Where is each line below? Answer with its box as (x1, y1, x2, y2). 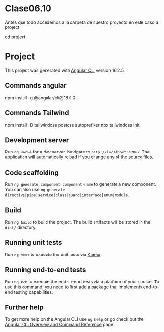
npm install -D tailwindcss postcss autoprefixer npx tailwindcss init (5, 122, 140, 128)
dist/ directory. (5, 224, 37, 230)
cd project (5, 34, 26, 40)
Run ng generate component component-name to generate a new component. (5, 181, 157, 187)
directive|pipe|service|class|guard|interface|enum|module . (5, 192, 129, 198)
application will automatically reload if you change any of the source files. (5, 154, 153, 160)
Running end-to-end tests (5, 266, 86, 274)
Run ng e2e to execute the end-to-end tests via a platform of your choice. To (5, 279, 160, 284)
